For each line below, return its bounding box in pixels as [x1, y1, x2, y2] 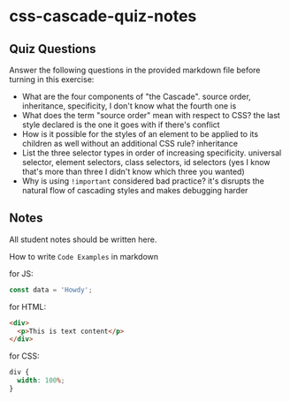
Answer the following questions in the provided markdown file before [9, 64, 261, 75]
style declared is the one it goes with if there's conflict [21, 119, 220, 130]
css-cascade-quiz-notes [9, 6, 197, 26]
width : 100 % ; [17, 376, 65, 385]
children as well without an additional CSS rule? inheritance [21, 139, 239, 148]
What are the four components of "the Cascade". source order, [21, 91, 252, 102]
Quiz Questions [9, 42, 96, 57]
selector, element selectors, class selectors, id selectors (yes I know [21, 157, 271, 167]
